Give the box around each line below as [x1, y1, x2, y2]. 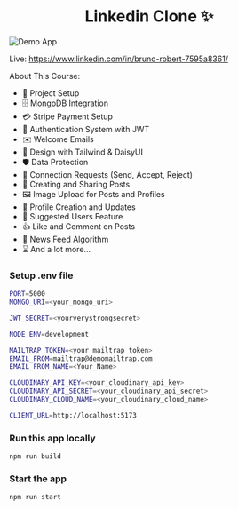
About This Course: [9, 70, 81, 81]
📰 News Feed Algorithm [21, 234, 109, 244]
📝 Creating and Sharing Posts [21, 179, 131, 189]
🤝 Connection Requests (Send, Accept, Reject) [21, 169, 194, 179]
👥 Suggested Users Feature [21, 211, 123, 221]
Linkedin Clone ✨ [84, 6, 214, 27]
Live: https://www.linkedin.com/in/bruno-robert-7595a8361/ [9, 53, 229, 64]
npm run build [9, 452, 62, 461]
